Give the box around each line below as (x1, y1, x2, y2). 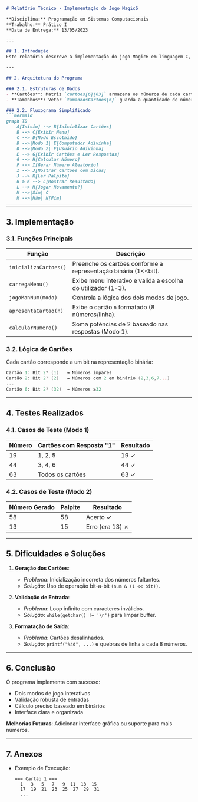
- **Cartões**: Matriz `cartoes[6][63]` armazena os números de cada (6, 91, 181, 97)
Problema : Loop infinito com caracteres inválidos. (23, 605, 144, 612)
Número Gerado (9, 503, 55, 511)
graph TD (6, 118, 28, 124)
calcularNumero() (9, 325, 58, 331)
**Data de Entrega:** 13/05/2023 (6, 27, 88, 33)
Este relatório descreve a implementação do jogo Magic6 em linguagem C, (6, 54, 192, 60)
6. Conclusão (6, 663, 56, 673)
